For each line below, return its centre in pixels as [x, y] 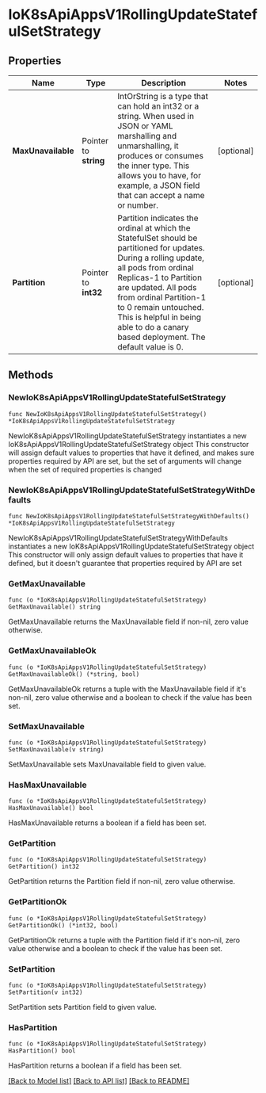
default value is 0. [150, 347]
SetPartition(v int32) [46, 992]
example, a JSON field [159, 185]
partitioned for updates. [161, 248]
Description [164, 83]
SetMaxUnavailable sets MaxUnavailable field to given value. [107, 764]
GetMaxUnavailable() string [55, 607]
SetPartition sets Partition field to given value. [82, 1007]
